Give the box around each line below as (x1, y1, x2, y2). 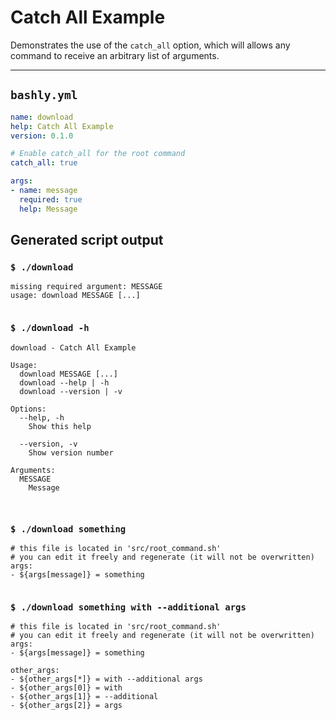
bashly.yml (10, 88, 78, 103)
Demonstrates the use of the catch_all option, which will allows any (10, 39, 291, 51)
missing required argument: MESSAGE (10, 282, 163, 292)
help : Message (19, 204, 78, 214)
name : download (10, 112, 74, 122)
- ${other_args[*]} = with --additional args (10, 674, 203, 685)
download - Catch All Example (10, 342, 137, 353)
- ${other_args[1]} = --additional (10, 692, 159, 702)
